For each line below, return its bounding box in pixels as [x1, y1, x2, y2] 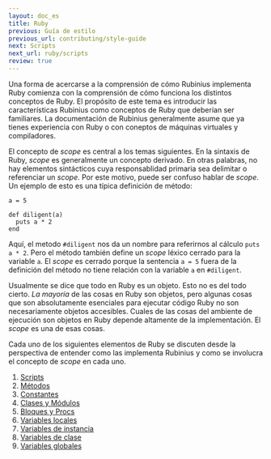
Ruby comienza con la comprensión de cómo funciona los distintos [8, 87, 232, 97]
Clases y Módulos [19, 397, 81, 407]
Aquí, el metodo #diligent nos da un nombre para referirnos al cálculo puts [8, 239, 260, 249]
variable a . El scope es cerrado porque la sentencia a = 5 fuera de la [8, 256, 237, 266]
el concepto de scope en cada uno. [8, 356, 127, 366]
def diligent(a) [8, 210, 63, 219]
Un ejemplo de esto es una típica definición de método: [8, 181, 193, 190]
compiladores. [8, 130, 57, 140]
